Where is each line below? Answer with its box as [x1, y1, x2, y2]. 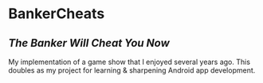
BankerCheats [8, 5, 105, 23]
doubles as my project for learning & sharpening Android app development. [8, 66, 256, 75]
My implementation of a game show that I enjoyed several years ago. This [8, 57, 251, 66]
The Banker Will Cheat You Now [8, 36, 170, 50]
